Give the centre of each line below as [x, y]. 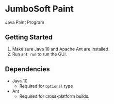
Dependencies [27, 69]
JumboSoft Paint [39, 9]
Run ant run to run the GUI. [39, 54]
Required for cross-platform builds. [54, 96]
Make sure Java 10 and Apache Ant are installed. [61, 49]
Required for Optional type [46, 86]
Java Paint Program [25, 22]
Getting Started [29, 37]
